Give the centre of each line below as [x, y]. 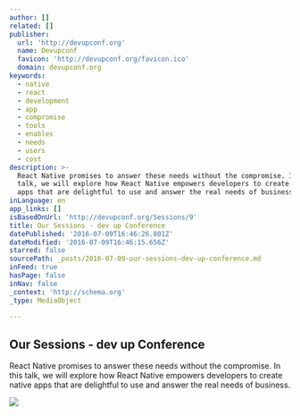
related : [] [31, 26]
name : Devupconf [47, 51]
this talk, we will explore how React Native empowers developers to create [146, 376]
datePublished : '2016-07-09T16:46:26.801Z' [92, 233]
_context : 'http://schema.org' [67, 292]
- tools [32, 126]
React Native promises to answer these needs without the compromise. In [145, 366]
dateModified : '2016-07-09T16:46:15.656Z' [89, 242]
